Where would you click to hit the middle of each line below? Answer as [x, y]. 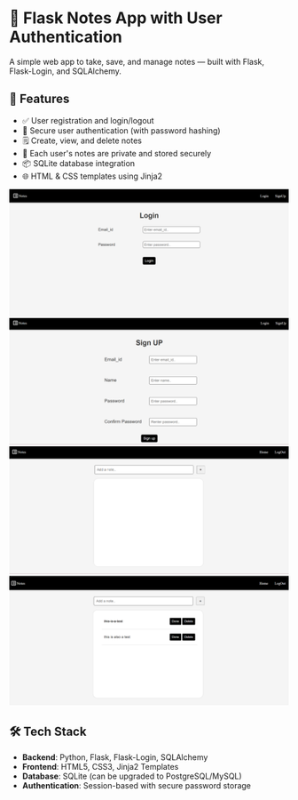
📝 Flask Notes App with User [116, 18]
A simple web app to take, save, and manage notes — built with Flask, [137, 61]
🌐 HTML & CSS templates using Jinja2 [92, 176]
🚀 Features [39, 99]
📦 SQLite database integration [78, 163]
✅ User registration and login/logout [88, 120]
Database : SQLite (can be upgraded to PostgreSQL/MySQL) [132, 776]
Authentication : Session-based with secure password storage [136, 786]
